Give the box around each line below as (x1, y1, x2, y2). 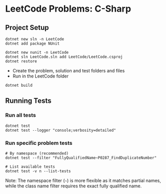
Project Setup (5, 23, 49, 32)
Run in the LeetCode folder (12, 73, 69, 79)
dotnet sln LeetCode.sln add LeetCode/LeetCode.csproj (5, 54, 123, 59)
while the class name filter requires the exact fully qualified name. (5, 183, 142, 189)
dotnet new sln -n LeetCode (5, 36, 65, 42)
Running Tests (5, 97, 51, 105)
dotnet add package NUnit (5, 41, 60, 46)
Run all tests (5, 112, 36, 119)
